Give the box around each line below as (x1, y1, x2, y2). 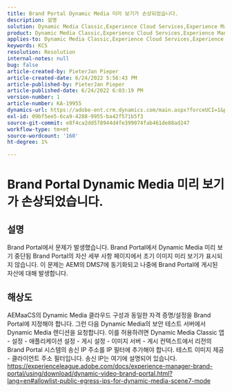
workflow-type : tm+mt (7, 126, 70, 133)
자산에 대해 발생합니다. (7, 269, 68, 277)
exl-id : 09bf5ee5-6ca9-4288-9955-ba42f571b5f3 (7, 113, 144, 120)
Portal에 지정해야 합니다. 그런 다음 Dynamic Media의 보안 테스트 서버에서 (7, 319, 206, 328)
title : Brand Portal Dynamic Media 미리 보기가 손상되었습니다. (7, 10, 179, 17)
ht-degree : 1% (7, 139, 48, 146)
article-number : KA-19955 (7, 100, 81, 107)
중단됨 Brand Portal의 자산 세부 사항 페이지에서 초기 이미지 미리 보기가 (14, 252, 204, 260)
